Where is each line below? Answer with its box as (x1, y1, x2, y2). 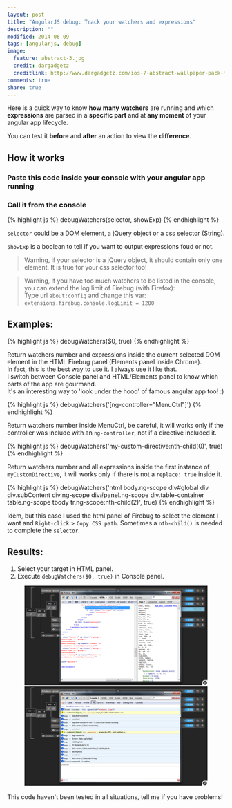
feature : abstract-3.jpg (13, 55, 85, 62)
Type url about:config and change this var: (23, 291, 146, 299)
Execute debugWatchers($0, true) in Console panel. (17, 572, 164, 580)
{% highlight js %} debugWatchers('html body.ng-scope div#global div (7, 483, 209, 491)
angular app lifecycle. (7, 118, 69, 127)
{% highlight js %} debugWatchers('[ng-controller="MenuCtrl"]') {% (7, 400, 202, 408)
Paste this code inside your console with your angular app (7, 173, 206, 182)
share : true (7, 84, 41, 91)
